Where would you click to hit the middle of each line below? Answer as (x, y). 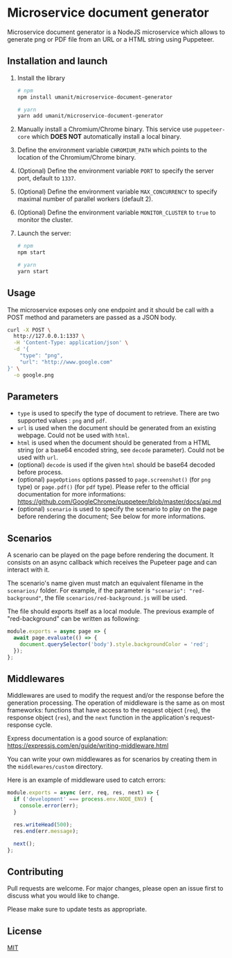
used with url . (38, 457)
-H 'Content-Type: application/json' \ (71, 343)
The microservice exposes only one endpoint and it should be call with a (110, 309)
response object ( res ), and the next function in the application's (98, 718)
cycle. (44, 725)
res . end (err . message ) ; (46, 831)
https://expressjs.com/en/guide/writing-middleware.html (88, 746)
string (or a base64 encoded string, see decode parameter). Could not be (121, 450)
